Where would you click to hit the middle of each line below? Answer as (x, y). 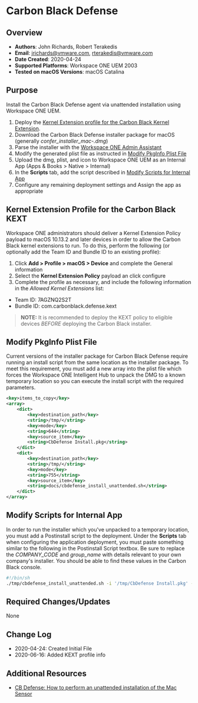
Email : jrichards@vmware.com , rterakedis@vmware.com (84, 53)
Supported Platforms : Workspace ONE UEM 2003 (76, 65)
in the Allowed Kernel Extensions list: (59, 288)
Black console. (24, 567)
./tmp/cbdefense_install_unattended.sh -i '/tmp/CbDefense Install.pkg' (97, 583)
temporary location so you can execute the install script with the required (95, 381)
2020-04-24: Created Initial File (53, 649)
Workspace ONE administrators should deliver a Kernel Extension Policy (93, 233)
